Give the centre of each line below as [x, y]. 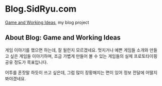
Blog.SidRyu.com [41, 9]
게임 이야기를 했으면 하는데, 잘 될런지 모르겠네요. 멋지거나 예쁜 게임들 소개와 [77, 50]
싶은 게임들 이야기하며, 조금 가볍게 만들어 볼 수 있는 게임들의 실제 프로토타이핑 [84, 56]
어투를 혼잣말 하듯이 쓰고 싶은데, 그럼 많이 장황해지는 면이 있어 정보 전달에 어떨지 [81, 72]
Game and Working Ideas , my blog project [47, 22]
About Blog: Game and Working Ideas [63, 38]
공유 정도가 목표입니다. [26, 62]
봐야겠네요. [16, 78]
